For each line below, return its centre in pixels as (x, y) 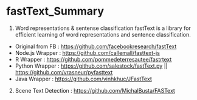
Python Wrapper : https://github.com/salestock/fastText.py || (91, 66)
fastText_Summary (55, 11)
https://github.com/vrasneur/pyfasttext (64, 72)
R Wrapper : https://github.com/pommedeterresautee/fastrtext (93, 59)
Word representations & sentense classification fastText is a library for (103, 28)
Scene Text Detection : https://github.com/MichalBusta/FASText (95, 90)
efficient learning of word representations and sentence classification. (103, 34)
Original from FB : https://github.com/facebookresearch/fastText (96, 46)
